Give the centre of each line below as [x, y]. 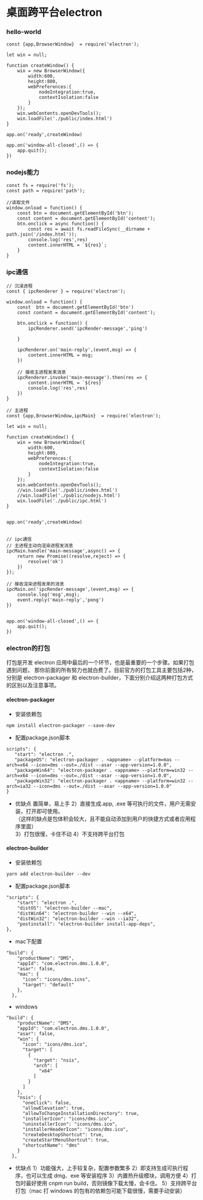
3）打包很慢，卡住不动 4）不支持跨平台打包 [70, 834]
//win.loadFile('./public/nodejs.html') [69, 496]
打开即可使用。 [45, 811]
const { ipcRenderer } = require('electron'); [66, 291]
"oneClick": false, [47, 1103]
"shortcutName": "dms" [51, 1145]
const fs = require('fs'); [40, 185]
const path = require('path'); [46, 191]
